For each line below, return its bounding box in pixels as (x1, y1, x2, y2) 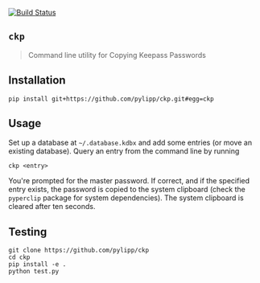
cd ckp (8, 253, 31, 261)
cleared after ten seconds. (8, 202, 96, 211)
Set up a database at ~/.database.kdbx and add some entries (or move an (8, 137, 252, 148)
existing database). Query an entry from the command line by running (8, 146, 240, 156)
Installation (8, 73, 66, 88)
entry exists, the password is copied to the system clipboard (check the (8, 185, 246, 195)
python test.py (8, 268, 60, 276)
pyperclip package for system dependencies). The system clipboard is (8, 193, 244, 203)
